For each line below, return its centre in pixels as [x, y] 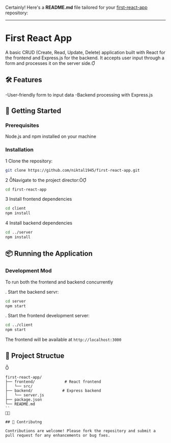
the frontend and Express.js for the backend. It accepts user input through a [85, 58]
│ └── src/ [19, 386]
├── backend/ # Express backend [53, 390]
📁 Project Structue [35, 355]
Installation [20, 150]
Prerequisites [22, 126]
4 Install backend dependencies [39, 223]
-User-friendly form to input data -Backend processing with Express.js [79, 95]
